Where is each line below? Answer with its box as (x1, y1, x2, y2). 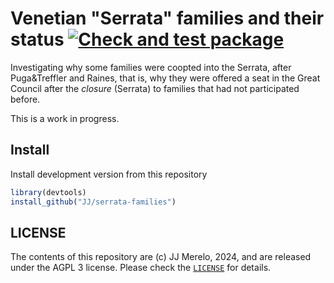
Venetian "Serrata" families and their (10, 7, 325, 30)
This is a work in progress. (10, 112, 120, 124)
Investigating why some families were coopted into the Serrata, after (10, 61, 292, 73)
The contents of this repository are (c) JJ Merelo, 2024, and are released (10, 251, 312, 263)
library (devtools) (10, 187, 87, 197)
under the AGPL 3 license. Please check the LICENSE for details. (10, 262, 272, 274)
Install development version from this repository (10, 168, 208, 180)
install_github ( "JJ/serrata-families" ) (10, 197, 177, 207)
